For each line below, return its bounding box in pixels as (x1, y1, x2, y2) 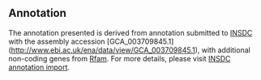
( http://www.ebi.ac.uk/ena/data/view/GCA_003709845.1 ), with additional (8, 44, 251, 55)
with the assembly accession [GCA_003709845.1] (8, 36, 174, 46)
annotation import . (8, 62, 71, 72)
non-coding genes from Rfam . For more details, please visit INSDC (8, 53, 231, 63)
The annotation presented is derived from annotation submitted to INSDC (8, 27, 253, 37)
